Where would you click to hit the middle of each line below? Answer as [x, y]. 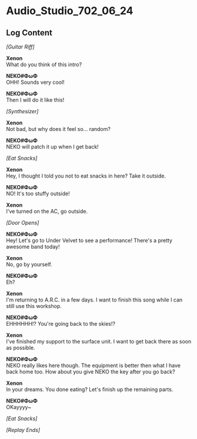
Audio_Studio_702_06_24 [70, 11]
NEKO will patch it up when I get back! [52, 147]
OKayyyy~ [19, 407]
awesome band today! [33, 247]
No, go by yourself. [29, 264]
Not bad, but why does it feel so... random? [58, 129]
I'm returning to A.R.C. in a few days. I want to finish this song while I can [94, 300]
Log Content [29, 33]
